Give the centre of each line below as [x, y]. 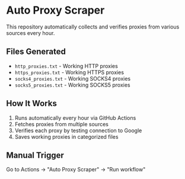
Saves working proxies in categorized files [66, 136]
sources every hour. [31, 33]
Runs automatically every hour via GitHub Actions [75, 118]
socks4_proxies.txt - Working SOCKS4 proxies [73, 78]
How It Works [32, 103]
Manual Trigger [35, 155]
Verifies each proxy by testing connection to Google [78, 130]
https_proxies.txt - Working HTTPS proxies [69, 72]
